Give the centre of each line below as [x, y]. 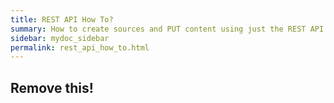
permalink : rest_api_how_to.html [80, 47]
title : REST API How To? [62, 19]
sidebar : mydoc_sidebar [60, 38]
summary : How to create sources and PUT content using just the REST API [167, 29]
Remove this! [52, 87]
